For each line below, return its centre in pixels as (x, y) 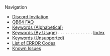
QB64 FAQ (23, 22)
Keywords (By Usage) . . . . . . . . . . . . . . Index (58, 32)
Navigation (16, 7)
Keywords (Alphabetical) (37, 27)
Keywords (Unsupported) (38, 38)
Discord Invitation (30, 17)
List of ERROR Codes (34, 43)
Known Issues (26, 48)
